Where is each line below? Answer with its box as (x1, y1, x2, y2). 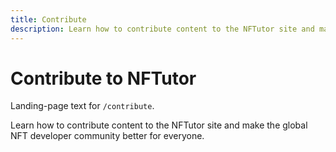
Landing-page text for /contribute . (10, 100, 155, 112)
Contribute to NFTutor (10, 67, 197, 90)
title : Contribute (10, 14, 87, 25)
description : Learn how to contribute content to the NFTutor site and (10, 24, 315, 34)
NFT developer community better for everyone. (10, 130, 205, 142)
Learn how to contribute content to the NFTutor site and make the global (10, 119, 308, 131)
